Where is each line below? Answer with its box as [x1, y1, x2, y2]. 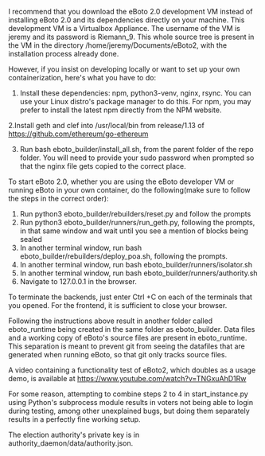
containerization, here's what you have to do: [8, 73, 157, 82]
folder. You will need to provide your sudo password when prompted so [19, 153, 255, 162]
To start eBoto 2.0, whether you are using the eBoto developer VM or [8, 177, 235, 186]
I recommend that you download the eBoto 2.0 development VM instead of [8, 7, 253, 16]
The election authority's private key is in [8, 430, 140, 439]
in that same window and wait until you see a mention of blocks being [19, 226, 248, 236]
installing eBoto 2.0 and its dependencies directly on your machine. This [8, 15, 245, 25]
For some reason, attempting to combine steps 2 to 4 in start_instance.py [8, 389, 248, 399]
